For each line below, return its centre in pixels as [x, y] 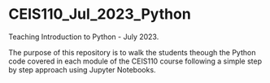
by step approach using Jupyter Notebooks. [82, 69]
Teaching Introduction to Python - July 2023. [84, 37]
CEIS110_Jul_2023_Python [100, 14]
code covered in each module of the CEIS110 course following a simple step [135, 61]
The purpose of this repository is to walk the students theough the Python [132, 52]
